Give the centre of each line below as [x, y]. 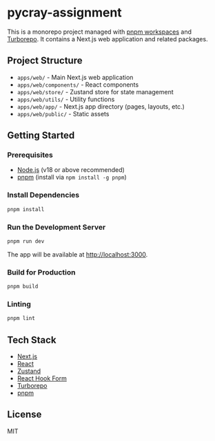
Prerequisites [30, 155]
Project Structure [45, 61]
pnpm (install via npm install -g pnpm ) [72, 178]
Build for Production [41, 272]
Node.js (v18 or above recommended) [71, 170]
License [24, 415]
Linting [19, 304]
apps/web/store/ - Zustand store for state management [95, 92]
